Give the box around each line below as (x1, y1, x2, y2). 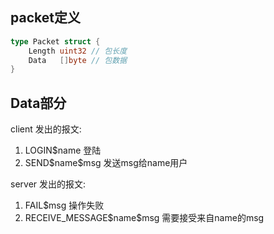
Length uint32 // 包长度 (28, 46, 128, 56)
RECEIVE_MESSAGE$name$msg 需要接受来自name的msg (24, 212, 265, 224)
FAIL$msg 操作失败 (24, 199, 105, 212)
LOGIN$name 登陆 (24, 144, 102, 157)
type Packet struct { (10, 36, 101, 47)
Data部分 (10, 94, 67, 112)
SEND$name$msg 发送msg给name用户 (24, 157, 188, 169)
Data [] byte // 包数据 (28, 55, 128, 65)
